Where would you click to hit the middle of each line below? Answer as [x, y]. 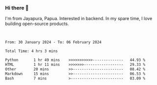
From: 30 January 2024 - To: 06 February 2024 [53, 42]
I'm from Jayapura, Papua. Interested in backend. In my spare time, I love [79, 19]
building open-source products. [37, 24]
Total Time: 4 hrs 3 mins [31, 51]
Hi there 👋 [17, 8]
